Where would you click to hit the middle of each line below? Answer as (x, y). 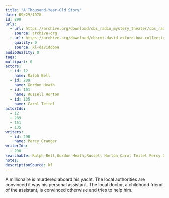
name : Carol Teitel (35, 104)
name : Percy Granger (36, 141)
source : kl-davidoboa (37, 47)
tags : (11, 57)
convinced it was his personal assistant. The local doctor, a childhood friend (84, 184)
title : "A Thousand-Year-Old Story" (44, 10)
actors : (13, 66)
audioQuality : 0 (22, 52)
